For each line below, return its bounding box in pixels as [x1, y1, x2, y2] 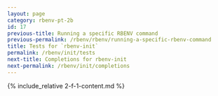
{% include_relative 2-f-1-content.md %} [7, 81, 125, 90]
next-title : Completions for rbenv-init [7, 56, 128, 63]
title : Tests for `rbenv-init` [7, 43, 99, 50]
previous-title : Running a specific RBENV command [7, 29, 158, 37]
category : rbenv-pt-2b [7, 17, 74, 24]
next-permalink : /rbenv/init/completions [7, 62, 130, 69]
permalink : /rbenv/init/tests [7, 50, 96, 57]
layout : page [7, 10, 46, 18]
